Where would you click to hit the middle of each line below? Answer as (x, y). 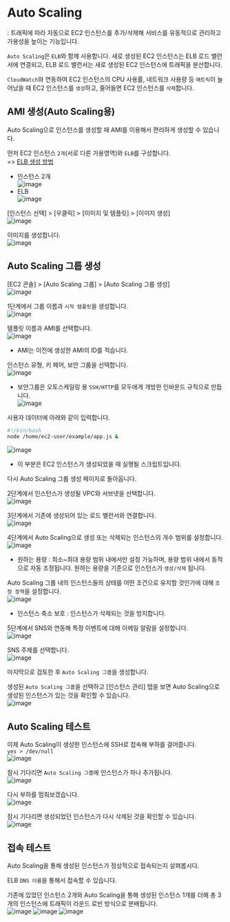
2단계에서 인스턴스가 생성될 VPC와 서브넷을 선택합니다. (82, 493)
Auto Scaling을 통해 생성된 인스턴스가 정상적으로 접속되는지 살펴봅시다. (103, 865)
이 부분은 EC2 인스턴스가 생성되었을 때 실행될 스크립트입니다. (99, 464)
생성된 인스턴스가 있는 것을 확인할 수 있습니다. (69, 696)
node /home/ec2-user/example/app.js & (63, 437)
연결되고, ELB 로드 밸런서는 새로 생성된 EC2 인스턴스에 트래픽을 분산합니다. (121, 64)
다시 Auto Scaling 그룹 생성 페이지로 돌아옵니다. (72, 479)
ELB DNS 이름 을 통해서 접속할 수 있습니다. (62, 880)
